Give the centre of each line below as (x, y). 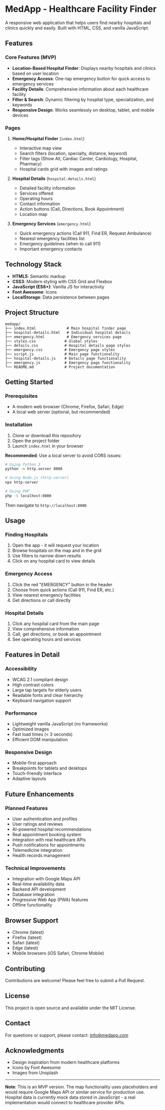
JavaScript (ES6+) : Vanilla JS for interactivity (58, 287)
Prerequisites (21, 396)
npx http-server (22, 482)
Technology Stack (33, 264)
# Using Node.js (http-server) (37, 478)
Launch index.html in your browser (48, 446)
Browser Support (32, 920)
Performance (21, 713)
